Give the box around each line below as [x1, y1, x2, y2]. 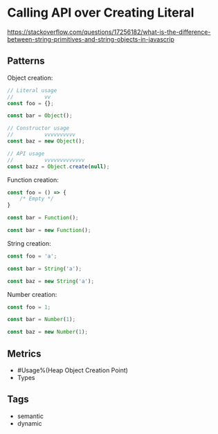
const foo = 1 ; [7, 303, 51, 311]
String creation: [7, 239, 52, 247]
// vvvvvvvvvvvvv [7, 156, 85, 163]
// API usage [7, 150, 45, 157]
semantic [17, 412, 44, 420]
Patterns [7, 55, 45, 67]
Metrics [7, 347, 42, 359]
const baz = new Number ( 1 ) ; [7, 329, 89, 336]
